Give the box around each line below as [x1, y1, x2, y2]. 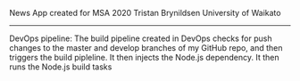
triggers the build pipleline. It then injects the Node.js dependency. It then [9, 53, 279, 62]
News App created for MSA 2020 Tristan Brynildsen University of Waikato [9, 8, 281, 18]
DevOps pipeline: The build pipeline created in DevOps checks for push [9, 33, 272, 44]
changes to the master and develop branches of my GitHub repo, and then [9, 43, 283, 53]
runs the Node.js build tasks [9, 61, 112, 72]
